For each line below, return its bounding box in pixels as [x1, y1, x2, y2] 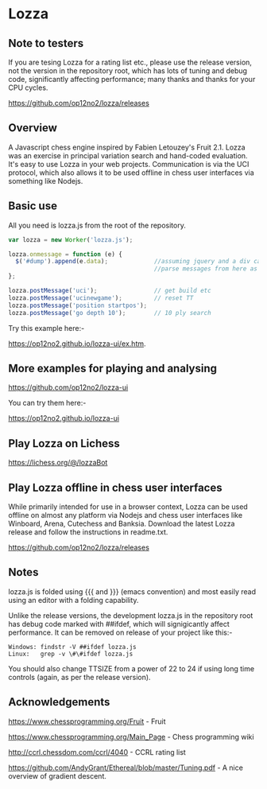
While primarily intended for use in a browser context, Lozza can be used [8, 502, 248, 511]
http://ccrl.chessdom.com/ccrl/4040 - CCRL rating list [8, 747, 187, 756]
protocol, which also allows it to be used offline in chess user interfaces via [8, 168, 254, 177]
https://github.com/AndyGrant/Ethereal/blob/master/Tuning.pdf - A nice [8, 763, 244, 772]
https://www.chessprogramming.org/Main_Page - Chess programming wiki [8, 732, 254, 741]
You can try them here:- [8, 398, 87, 408]
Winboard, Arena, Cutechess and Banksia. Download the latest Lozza [8, 519, 235, 528]
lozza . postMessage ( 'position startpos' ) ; [8, 301, 148, 309]
